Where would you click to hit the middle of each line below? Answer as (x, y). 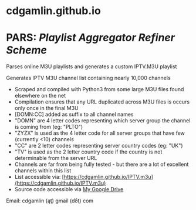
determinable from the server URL (56, 158)
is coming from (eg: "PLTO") (49, 127)
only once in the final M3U (46, 108)
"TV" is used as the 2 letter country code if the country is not (88, 152)
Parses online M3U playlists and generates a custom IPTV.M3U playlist (92, 66)
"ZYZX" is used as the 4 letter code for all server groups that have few (99, 133)
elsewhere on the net (40, 96)
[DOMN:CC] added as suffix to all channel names (74, 114)
